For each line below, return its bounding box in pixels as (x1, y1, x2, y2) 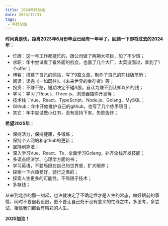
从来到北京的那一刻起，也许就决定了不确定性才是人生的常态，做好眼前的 (5, 192, 155, 198)
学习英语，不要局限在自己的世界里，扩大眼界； (12, 162, 110, 169)
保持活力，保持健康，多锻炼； (12, 131, 74, 137)
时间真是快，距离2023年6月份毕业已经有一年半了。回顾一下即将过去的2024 (5, 36, 163, 42)
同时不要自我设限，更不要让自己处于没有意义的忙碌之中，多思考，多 (14, 199, 155, 205)
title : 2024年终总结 (5, 7, 45, 13)
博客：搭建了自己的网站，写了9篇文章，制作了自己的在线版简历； (12, 72, 148, 78)
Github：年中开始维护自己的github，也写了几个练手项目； (12, 103, 132, 109)
